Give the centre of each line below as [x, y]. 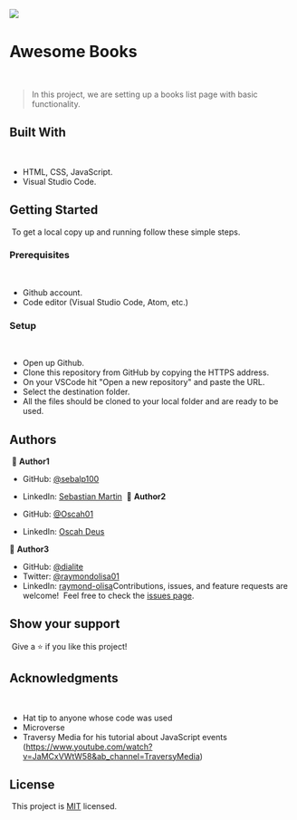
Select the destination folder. [76, 392]
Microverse [43, 727]
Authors [33, 439]
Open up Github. [53, 363]
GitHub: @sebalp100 [61, 478]
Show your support [65, 624]
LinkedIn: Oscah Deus [63, 531]
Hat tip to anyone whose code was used [97, 718]
